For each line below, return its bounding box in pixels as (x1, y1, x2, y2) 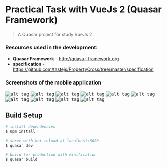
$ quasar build (5, 157, 38, 162)
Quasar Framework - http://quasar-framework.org (12, 55, 119, 62)
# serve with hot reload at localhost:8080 (5, 138, 99, 144)
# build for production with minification (5, 152, 97, 157)
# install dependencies (5, 124, 56, 129)
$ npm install (5, 129, 36, 134)
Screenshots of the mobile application (5, 79, 102, 86)
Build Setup (5, 110, 43, 119)
